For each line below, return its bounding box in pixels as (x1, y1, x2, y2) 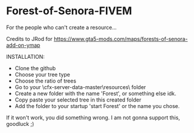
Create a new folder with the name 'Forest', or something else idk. (14, 90, 177, 97)
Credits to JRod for (6, 35, 53, 42)
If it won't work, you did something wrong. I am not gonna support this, (6, 114, 180, 121)
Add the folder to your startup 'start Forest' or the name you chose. (14, 102, 180, 109)
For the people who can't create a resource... (6, 24, 117, 31)
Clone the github (14, 64, 56, 72)
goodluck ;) (6, 120, 35, 127)
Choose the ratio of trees (14, 77, 76, 84)
